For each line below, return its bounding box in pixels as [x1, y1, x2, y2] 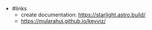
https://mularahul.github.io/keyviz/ [20, 18, 106, 24]
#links [11, 5, 27, 12]
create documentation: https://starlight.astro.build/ [20, 11, 146, 18]
